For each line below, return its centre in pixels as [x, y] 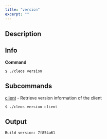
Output [16, 122]
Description [23, 34]
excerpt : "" [17, 14]
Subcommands [28, 86]
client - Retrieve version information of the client [53, 98]
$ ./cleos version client [31, 107]
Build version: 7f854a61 [30, 133]
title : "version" [23, 10]
